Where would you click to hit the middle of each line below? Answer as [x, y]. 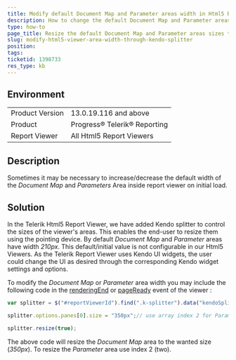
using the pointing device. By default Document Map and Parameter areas [115, 239]
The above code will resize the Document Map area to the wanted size [110, 342]
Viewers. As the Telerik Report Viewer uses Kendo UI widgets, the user [110, 254]
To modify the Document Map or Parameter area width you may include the [117, 283]
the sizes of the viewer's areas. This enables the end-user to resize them [113, 232]
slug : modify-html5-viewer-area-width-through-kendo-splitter [100, 40]
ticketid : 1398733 [34, 60]
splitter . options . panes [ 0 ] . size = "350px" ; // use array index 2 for [110, 315]
